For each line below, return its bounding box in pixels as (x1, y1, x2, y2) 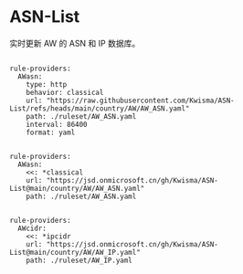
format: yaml (26, 128, 76, 137)
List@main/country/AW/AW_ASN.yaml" (9, 184, 145, 193)
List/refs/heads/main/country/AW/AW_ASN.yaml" (9, 103, 190, 113)
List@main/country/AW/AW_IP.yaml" (9, 248, 142, 257)
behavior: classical (26, 88, 104, 97)
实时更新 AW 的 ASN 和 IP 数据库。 (9, 37, 141, 48)
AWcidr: (17, 224, 48, 233)
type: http (26, 79, 68, 89)
